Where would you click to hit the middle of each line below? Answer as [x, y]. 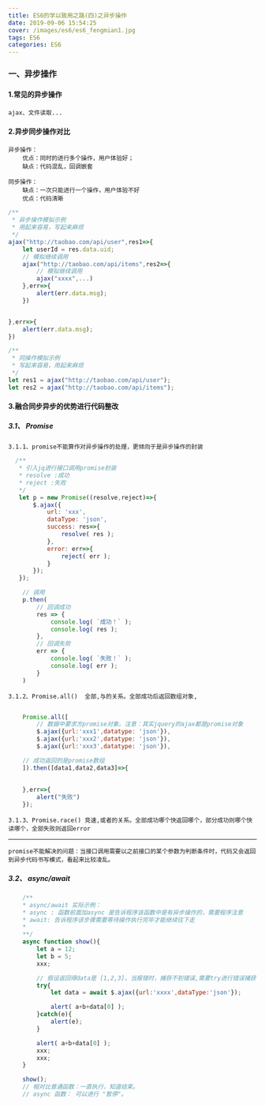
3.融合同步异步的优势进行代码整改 [63, 407]
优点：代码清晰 [43, 199]
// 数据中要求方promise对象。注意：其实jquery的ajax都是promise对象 [140, 724]
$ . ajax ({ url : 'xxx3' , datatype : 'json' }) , [104, 747]
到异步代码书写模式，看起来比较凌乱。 [61, 860]
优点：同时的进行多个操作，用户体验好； [78, 159]
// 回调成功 [54, 607]
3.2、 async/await [39, 878]
